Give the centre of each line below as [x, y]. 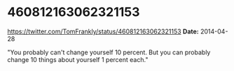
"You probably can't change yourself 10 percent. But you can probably [109, 52]
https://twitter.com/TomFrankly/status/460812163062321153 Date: [103, 31]
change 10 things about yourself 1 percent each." [78, 59]
